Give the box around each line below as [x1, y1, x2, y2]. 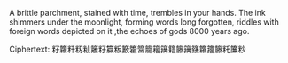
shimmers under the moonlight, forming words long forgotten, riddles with [9, 17, 279, 27]
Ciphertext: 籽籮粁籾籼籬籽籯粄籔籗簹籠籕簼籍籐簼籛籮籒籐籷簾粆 [9, 44, 246, 54]
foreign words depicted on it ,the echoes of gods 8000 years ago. [9, 26, 250, 36]
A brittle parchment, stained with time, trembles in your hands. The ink [9, 8, 266, 17]
